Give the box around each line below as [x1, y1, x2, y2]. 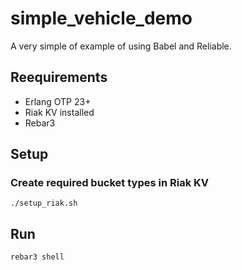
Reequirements [10, 69, 108, 86]
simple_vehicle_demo [10, 7, 193, 30]
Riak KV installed [24, 106, 95, 118]
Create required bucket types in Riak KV [10, 176, 210, 190]
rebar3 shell [10, 252, 65, 262]
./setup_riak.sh [10, 198, 78, 209]
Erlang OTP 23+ [24, 95, 92, 107]
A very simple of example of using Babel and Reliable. [10, 40, 232, 52]
